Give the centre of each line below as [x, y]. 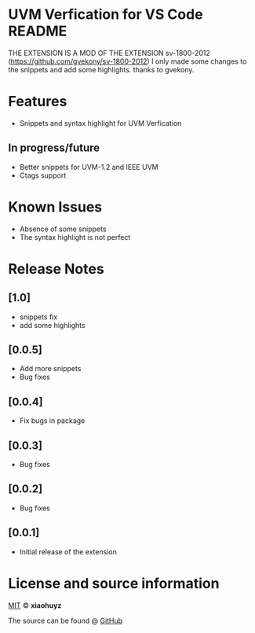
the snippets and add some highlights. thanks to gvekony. [101, 69]
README [38, 31]
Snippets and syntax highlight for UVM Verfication [100, 123]
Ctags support [43, 175]
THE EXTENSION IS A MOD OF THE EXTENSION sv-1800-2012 [109, 53]
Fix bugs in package [52, 421]
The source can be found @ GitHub [66, 620]
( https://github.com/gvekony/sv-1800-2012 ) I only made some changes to [127, 61]
